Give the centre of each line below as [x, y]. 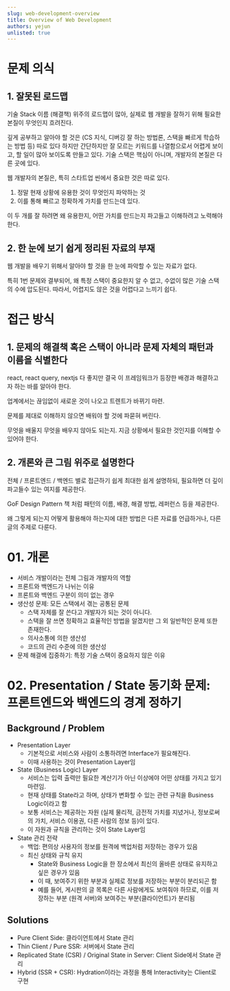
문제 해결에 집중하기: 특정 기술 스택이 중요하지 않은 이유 [91, 655]
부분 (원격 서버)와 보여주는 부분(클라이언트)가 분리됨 [126, 898]
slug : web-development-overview [53, 13]
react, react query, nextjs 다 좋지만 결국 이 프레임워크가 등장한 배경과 [101, 378]
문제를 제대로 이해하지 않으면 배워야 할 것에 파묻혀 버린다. [84, 416]
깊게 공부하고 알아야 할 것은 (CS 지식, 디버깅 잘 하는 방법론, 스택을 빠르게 [105, 138]
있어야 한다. [23, 439]
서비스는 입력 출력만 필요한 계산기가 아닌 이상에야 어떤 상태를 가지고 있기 [124, 778]
